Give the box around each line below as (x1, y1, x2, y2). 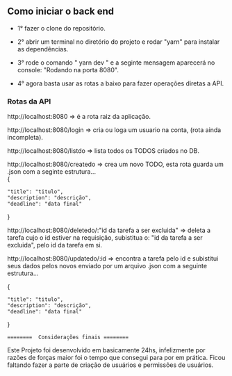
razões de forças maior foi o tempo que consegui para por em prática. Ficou (7, 354, 226, 362)
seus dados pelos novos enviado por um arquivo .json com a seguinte (7, 262, 207, 270)
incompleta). (7, 133, 44, 142)
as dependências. (17, 44, 69, 53)
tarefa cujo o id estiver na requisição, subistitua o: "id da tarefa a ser (7, 234, 203, 242)
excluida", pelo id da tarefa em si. (7, 241, 103, 250)
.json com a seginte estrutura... (7, 167, 96, 176)
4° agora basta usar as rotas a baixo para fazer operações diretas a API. (17, 79, 224, 88)
